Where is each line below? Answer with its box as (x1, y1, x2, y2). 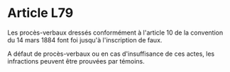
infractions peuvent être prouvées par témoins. (7, 56, 146, 65)
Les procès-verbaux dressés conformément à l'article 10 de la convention (7, 28, 224, 37)
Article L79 (7, 5, 74, 21)
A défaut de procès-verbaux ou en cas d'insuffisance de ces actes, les (7, 49, 215, 58)
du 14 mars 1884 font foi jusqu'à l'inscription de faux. (7, 35, 163, 44)
